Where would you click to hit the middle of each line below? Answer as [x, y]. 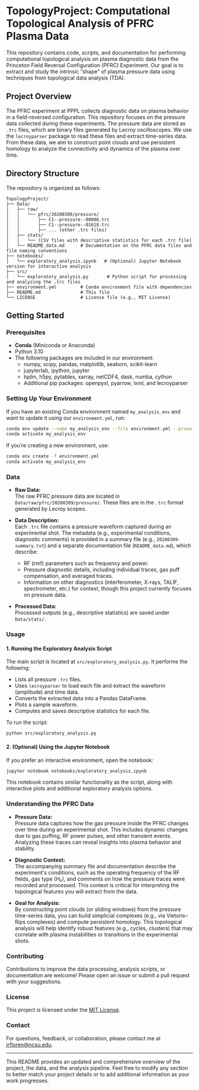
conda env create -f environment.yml [53, 456]
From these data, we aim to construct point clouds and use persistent [91, 142]
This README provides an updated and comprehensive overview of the [93, 1062]
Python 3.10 [29, 352]
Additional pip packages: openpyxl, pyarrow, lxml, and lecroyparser [106, 383]
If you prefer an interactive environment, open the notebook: [80, 760]
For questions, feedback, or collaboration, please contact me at [84, 1038]
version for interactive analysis [49, 266]
